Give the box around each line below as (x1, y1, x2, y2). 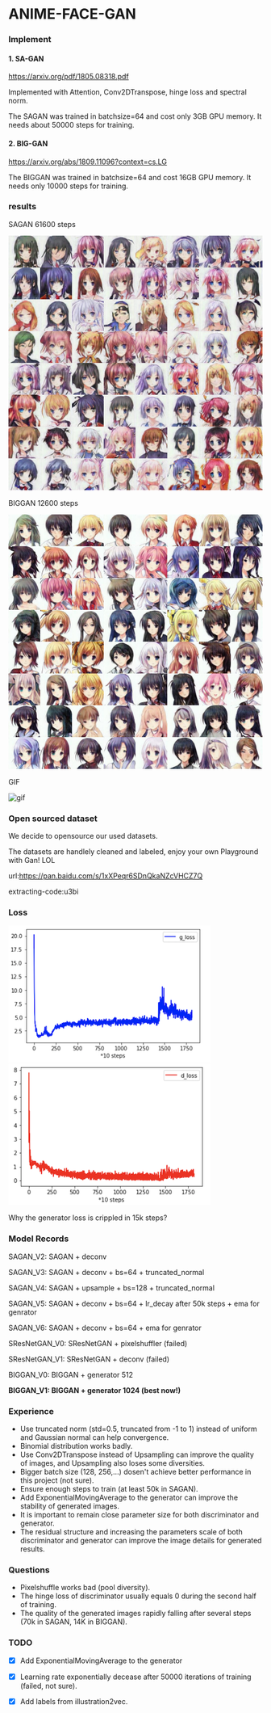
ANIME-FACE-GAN (8, 5, 137, 23)
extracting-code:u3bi (8, 886, 79, 897)
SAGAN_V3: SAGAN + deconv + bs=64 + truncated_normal (8, 1267, 205, 1277)
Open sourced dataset (8, 813, 98, 824)
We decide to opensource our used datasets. (8, 831, 158, 841)
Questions (8, 1564, 50, 1576)
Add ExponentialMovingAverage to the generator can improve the (19, 1492, 239, 1502)
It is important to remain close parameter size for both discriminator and (19, 1510, 260, 1519)
